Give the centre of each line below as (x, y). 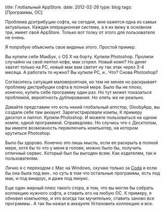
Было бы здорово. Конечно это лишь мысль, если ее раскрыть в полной (82, 143)
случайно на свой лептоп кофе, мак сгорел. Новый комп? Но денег (76, 62)
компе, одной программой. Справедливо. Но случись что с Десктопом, (81, 123)
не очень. (15, 37)
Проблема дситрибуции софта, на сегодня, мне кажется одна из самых (81, 22)
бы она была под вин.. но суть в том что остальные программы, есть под (82, 173)
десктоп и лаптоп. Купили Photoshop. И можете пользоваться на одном (81, 117)
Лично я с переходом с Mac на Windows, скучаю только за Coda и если (81, 168)
